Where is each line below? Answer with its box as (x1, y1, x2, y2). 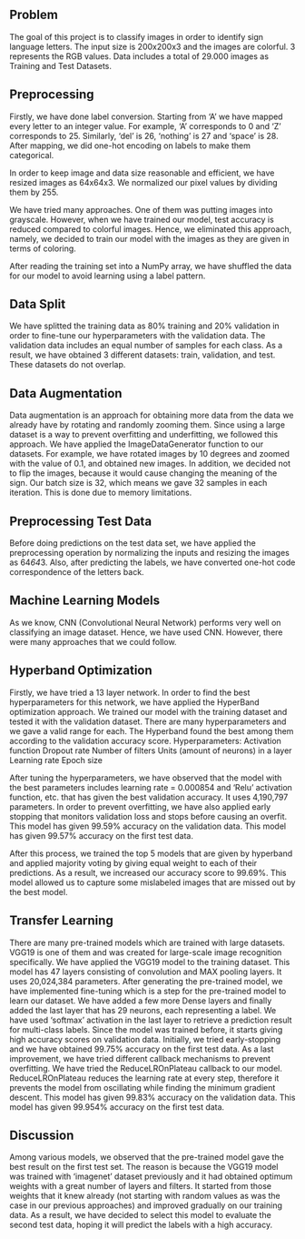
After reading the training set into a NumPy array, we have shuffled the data (9, 260, 292, 271)
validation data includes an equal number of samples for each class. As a (9, 340, 283, 351)
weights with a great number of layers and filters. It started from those (9, 1181, 272, 1192)
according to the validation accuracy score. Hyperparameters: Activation (9, 735, 281, 746)
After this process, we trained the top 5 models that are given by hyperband (9, 848, 293, 859)
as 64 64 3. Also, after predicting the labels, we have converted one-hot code (9, 557, 296, 568)
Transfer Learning (9, 913, 113, 929)
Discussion (9, 1127, 74, 1143)
